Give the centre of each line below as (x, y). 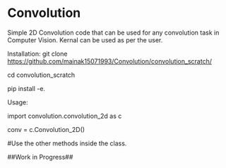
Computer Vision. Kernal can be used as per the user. (85, 40)
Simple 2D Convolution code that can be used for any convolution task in (113, 32)
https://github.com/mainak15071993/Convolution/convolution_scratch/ (109, 61)
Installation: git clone (37, 54)
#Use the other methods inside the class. (67, 143)
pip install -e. (26, 88)
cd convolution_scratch (41, 75)
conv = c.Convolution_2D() (46, 129)
